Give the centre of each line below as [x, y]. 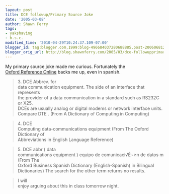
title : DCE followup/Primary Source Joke [49, 15]
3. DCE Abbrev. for [37, 82]
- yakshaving [19, 33]
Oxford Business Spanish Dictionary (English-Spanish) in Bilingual [86, 165]
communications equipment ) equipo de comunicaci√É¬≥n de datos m [91, 155]
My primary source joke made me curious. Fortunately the [65, 67]
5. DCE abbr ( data [37, 149]
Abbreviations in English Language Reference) [65, 140]
